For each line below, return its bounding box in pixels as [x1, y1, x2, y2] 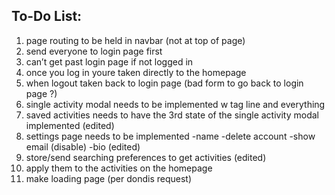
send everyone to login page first [25, 45, 163, 57]
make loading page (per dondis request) [25, 172, 193, 184]
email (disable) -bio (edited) [25, 140, 141, 153]
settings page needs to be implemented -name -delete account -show [25, 130, 316, 142]
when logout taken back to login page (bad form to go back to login [25, 77, 304, 89]
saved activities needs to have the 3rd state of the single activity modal [25, 109, 319, 121]
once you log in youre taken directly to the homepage [25, 66, 247, 78]
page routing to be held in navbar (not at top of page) [25, 34, 246, 46]
